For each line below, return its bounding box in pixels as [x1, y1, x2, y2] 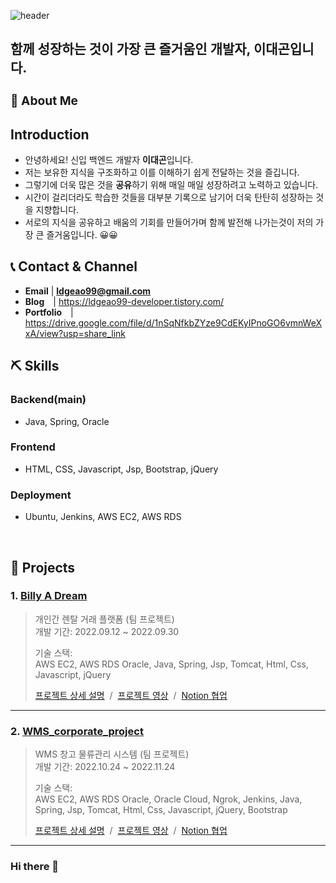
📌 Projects [10, 559, 76, 576]
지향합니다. [35, 204, 80, 216]
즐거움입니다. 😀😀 [46, 229, 118, 241]
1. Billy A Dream [10, 589, 88, 603]
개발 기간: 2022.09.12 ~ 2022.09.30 [34, 625, 180, 637]
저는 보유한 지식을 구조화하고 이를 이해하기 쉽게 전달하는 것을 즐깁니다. [24, 166, 300, 179]
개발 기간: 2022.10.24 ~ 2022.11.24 [34, 761, 176, 773]
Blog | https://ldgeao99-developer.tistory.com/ [24, 295, 225, 307]
